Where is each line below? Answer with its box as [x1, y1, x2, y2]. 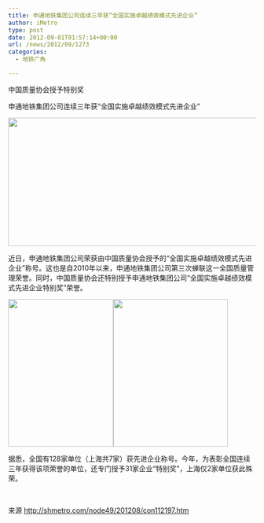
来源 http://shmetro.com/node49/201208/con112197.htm [8, 505, 189, 515]
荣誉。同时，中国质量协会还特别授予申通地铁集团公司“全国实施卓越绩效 [14, 273, 246, 282]
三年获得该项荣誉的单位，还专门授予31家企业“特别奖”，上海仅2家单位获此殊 [8, 463, 253, 473]
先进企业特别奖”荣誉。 [14, 282, 88, 292]
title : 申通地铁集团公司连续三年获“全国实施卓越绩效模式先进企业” [8, 11, 198, 20]
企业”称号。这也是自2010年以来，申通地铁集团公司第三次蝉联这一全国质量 [8, 263, 247, 272]
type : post [8, 26, 44, 34]
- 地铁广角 [15, 56, 46, 64]
